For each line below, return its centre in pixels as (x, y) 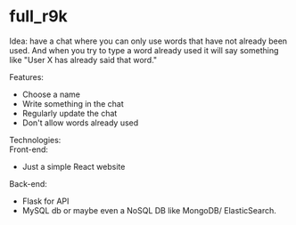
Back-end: (28, 183)
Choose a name (51, 94)
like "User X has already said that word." (83, 60)
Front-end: (29, 149)
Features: (27, 76)
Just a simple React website (74, 166)
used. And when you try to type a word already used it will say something (144, 50)
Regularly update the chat (70, 113)
